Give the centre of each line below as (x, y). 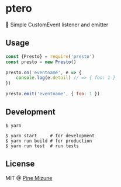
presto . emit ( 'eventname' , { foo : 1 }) (53, 94)
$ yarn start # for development (50, 136)
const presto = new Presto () (41, 62)
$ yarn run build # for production (49, 141)
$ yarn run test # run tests (42, 146)
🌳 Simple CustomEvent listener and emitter (57, 25)
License (20, 164)
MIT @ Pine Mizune (29, 178)
